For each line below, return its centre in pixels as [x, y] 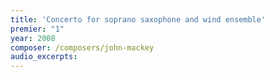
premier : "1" [37, 29]
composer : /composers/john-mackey [82, 47]
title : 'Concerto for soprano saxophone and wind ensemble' [138, 19]
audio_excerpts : [44, 57]
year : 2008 [33, 38]
